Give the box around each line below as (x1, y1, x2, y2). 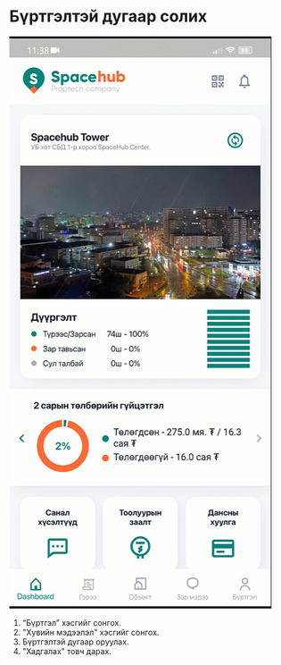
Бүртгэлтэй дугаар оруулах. (21, 636, 129, 647)
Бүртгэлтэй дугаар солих (9, 6, 208, 27)
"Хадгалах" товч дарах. (21, 645, 112, 656)
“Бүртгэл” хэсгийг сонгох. (21, 617, 122, 627)
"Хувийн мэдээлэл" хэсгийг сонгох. (21, 627, 160, 637)
